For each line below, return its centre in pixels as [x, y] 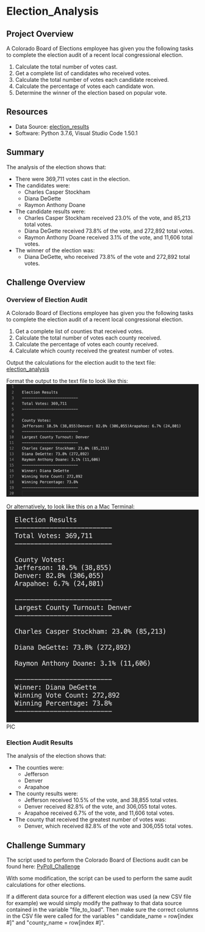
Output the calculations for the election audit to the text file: [81, 363]
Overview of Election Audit [47, 299]
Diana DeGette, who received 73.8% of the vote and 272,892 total [107, 257]
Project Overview [40, 34]
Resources [27, 112]
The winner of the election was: [55, 250]
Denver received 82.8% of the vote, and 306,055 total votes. [100, 807]
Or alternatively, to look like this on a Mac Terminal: [71, 506]
